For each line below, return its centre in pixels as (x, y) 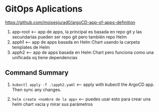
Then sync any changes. (37, 89)
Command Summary (37, 73)
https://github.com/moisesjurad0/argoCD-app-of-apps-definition (70, 22)
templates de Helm (31, 47)
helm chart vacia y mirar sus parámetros (52, 104)
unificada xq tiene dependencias (45, 57)
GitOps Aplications (44, 9)
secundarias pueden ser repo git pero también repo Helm (69, 37)
